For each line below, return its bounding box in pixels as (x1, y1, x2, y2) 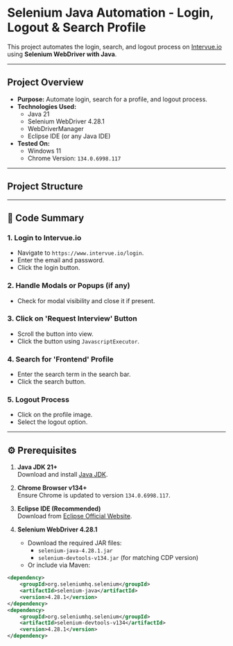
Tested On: (17, 139, 50, 147)
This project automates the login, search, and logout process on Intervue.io (7, 42, 222, 51)
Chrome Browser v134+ (17, 484, 87, 492)
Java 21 (27, 110, 50, 118)
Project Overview (7, 76, 84, 88)
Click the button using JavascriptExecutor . (17, 337, 140, 345)
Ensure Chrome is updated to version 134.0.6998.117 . (17, 491, 171, 500)
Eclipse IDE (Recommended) (17, 504, 101, 513)
